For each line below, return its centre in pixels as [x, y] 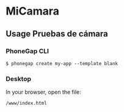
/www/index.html [26, 103]
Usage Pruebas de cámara [57, 34]
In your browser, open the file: [44, 92]
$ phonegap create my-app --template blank [62, 63]
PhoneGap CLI [27, 51]
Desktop [19, 79]
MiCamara [32, 11]
